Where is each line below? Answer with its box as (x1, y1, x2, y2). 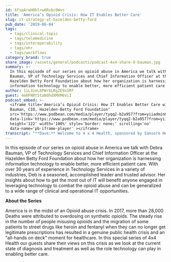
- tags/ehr (10, 45, 33, 50)
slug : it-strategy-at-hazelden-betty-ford (5, 17, 97, 22)
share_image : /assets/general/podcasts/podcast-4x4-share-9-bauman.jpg (5, 60, 160, 65)
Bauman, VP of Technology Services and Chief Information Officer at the (5, 150, 158, 156)
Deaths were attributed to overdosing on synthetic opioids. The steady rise (5, 213, 162, 219)
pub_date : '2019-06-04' (5, 21, 56, 27)
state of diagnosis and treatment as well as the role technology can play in (5, 246, 161, 252)
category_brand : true (5, 55, 51, 60)
